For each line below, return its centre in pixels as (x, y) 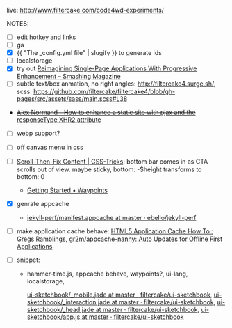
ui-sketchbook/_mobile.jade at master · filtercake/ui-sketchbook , (119, 295)
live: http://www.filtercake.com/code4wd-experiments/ (85, 10)
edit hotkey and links (46, 37)
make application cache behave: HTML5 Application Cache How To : (115, 231)
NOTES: (18, 23)
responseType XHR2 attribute (59, 120)
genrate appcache (43, 203)
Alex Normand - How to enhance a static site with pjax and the (106, 112)
